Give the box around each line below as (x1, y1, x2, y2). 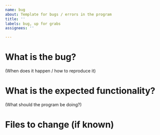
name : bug (5, 7, 26, 12)
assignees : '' (5, 26, 35, 31)
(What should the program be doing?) (5, 102, 82, 107)
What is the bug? (5, 52, 77, 63)
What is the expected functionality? (5, 85, 156, 97)
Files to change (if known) (5, 119, 114, 131)
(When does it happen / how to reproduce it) (5, 68, 96, 74)
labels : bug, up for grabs (5, 21, 61, 26)
